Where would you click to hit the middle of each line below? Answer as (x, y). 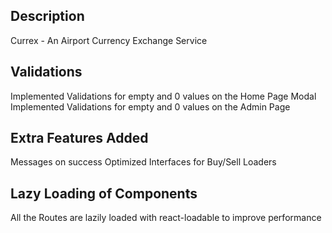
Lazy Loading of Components (104, 193)
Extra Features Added (79, 138)
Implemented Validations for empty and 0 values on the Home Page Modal (163, 96)
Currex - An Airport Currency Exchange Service (109, 40)
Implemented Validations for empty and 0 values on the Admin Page (150, 106)
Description (47, 16)
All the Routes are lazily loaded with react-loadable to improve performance (166, 218)
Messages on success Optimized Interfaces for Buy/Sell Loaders (143, 162)
